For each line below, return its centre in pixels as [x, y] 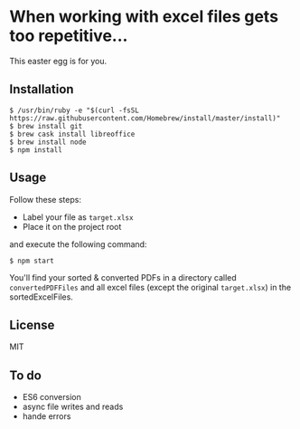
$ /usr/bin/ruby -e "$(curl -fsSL [75, 110]
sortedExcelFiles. [42, 297]
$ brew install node [48, 142]
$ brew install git [46, 126]
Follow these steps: [45, 199]
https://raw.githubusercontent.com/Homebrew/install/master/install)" [145, 118]
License [32, 324]
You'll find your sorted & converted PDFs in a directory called [123, 277]
